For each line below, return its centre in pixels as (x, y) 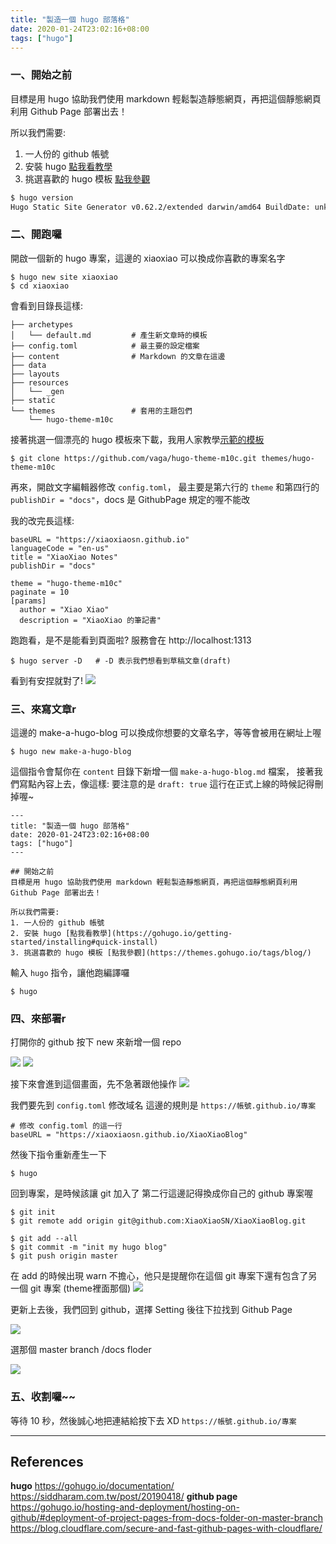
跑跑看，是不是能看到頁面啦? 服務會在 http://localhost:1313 (131, 640)
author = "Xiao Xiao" (64, 609)
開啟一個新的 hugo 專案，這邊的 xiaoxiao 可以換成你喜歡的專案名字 (148, 258)
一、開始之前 (41, 75)
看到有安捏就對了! (47, 680)
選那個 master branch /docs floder (81, 1350)
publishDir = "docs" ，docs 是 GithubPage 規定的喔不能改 (130, 499)
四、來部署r (38, 1018)
